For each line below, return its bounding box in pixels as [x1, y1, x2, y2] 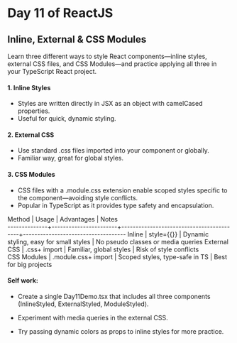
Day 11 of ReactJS [7, 5, 114, 21]
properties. [17, 107, 50, 115]
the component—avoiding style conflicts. [17, 193, 138, 202]
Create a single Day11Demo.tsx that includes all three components [17, 292, 211, 300]
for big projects [7, 260, 53, 268]
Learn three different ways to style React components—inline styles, [7, 52, 207, 60]
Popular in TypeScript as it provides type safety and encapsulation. [17, 201, 214, 209]
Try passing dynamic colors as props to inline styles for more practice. [17, 327, 224, 335]
